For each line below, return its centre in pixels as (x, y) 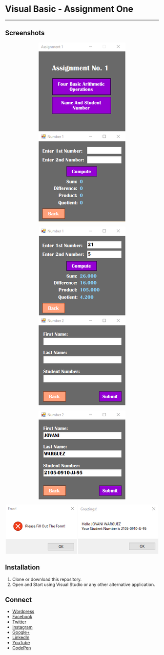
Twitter (19, 622)
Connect (19, 599)
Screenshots (25, 33)
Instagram (22, 627)
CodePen (21, 648)
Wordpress (23, 611)
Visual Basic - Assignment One (69, 9)
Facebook (22, 617)
